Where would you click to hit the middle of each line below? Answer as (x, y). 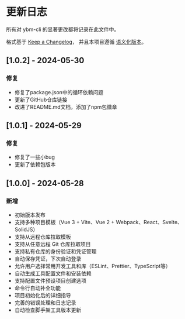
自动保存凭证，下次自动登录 (48, 259)
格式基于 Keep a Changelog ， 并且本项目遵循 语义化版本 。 (76, 42)
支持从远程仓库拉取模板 (43, 237)
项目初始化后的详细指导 (43, 295)
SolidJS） (26, 229)
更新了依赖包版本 (35, 164)
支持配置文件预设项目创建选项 (50, 281)
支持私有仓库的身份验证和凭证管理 (55, 251)
